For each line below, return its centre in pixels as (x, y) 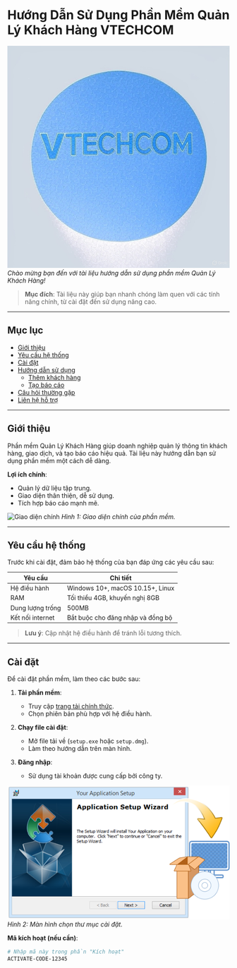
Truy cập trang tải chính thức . (71, 706)
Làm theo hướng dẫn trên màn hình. (80, 749)
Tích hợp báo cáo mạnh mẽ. (58, 503)
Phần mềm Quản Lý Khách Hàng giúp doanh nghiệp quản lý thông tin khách (117, 446)
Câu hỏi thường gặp (46, 392)
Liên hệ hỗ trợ (38, 400)
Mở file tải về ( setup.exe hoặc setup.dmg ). (88, 741)
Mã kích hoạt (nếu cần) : (43, 938)
